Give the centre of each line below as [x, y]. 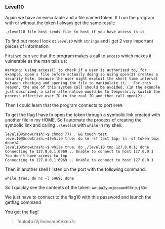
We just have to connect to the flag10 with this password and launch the [78, 197]
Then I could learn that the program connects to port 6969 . [64, 105]
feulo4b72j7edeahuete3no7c [46, 222]
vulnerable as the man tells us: [36, 61]
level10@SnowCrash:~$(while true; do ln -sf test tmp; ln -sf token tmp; [83, 139]
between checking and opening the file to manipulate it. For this [78, 83]
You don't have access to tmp [36, 156]
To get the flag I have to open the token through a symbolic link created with [83, 115]
